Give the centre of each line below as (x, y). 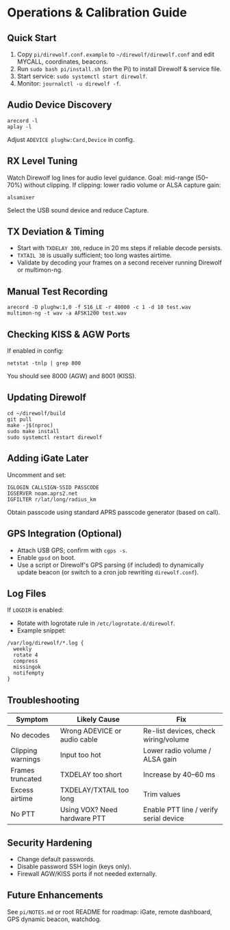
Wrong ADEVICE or (91, 731)
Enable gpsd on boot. (46, 557)
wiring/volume (166, 739)
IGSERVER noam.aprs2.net (42, 493)
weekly (23, 649)
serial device (164, 818)
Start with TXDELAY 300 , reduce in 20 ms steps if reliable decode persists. (119, 248)
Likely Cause (98, 720)
